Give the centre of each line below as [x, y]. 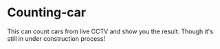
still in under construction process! [56, 38]
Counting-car [47, 13]
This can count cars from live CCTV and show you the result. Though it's [110, 31]
